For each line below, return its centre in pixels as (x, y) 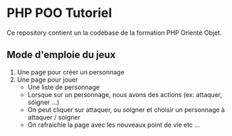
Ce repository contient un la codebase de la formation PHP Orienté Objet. (114, 33)
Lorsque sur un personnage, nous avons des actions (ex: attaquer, (125, 94)
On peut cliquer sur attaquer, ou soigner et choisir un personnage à (126, 109)
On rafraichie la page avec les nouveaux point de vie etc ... (114, 125)
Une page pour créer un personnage (71, 72)
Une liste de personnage (64, 87)
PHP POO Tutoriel (59, 13)
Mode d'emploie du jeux (61, 55)
